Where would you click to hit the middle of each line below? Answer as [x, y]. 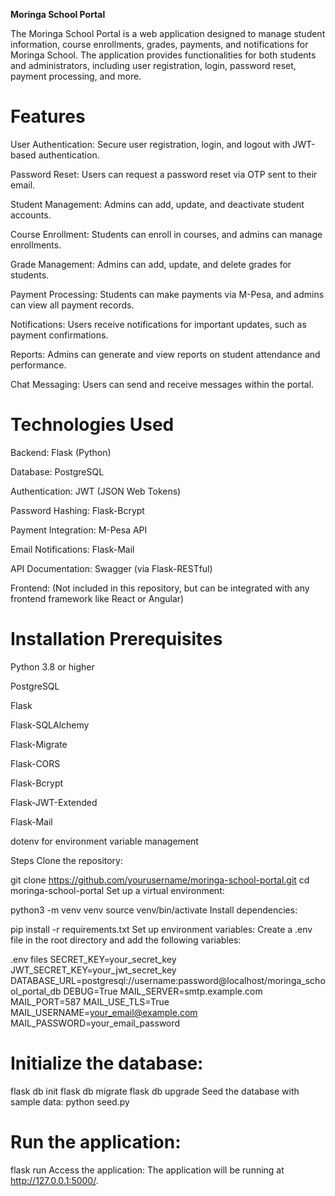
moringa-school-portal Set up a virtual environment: [117, 890]
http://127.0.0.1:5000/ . [54, 1180]
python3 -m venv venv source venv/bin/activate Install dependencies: [154, 910]
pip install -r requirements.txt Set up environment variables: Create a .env [161, 929]
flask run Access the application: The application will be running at [147, 1170]
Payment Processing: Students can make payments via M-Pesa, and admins [167, 294]
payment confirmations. [59, 335]
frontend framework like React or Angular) [97, 598]
